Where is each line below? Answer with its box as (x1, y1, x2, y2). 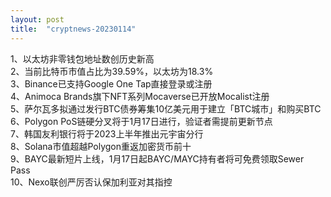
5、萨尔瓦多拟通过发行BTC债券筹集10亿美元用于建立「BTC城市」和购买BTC (10, 102, 322, 115)
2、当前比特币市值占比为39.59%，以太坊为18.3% (10, 65, 214, 77)
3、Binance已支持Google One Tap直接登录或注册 (10, 77, 213, 90)
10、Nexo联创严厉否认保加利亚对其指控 (10, 176, 173, 188)
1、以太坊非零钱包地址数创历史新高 (10, 52, 155, 65)
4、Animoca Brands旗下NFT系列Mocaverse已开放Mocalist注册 (10, 90, 270, 102)
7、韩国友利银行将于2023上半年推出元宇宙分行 (10, 127, 204, 140)
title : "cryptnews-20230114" (10, 24, 137, 34)
